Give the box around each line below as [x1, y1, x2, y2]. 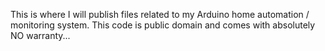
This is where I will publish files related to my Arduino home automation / [10, 9, 310, 20]
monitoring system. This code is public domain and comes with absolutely [10, 19, 316, 31]
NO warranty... [10, 30, 71, 41]
